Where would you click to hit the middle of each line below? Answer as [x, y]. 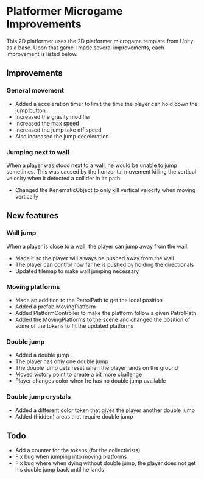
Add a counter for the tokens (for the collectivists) [78, 450]
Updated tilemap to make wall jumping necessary [77, 271]
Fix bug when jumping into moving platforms [71, 457]
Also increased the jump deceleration [62, 136]
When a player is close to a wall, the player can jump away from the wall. [97, 246]
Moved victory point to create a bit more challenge [79, 374]
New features [33, 215]
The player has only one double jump [62, 361]
